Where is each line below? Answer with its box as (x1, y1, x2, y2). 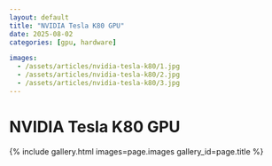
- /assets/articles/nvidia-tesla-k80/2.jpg (17, 70, 180, 80)
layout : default (9, 12, 69, 22)
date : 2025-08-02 (9, 29, 74, 38)
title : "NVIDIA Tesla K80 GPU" (9, 21, 125, 30)
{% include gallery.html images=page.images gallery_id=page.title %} (9, 146, 264, 156)
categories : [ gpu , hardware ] (9, 37, 117, 47)
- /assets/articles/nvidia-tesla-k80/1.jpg (17, 62, 180, 71)
